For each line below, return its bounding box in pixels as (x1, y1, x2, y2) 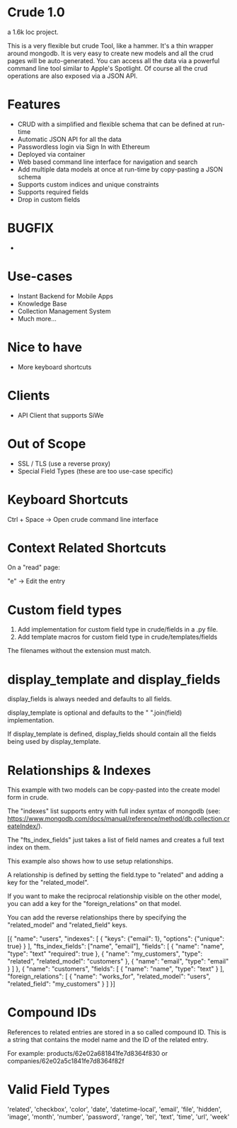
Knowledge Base (17, 299, 67, 308)
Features (7, 96, 61, 113)
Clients (7, 387, 50, 403)
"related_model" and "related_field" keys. (7, 921, 128, 929)
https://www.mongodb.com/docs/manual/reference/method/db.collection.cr (7, 815, 230, 823)
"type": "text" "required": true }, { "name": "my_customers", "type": (7, 949, 203, 958)
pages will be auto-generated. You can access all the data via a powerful (7, 56, 220, 65)
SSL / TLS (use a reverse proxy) (17, 459, 111, 468)
